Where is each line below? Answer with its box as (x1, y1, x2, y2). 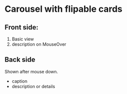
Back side (4, 56, 36, 64)
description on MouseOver (11, 41, 67, 47)
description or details (11, 83, 55, 89)
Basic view (11, 36, 34, 42)
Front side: (4, 23, 39, 31)
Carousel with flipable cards (4, 3, 123, 15)
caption (11, 78, 28, 84)
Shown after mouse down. (4, 68, 58, 74)
